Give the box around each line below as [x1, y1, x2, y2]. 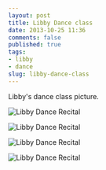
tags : [8, 48, 26, 56]
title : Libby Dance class [8, 19, 93, 27]
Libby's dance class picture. [8, 91, 100, 101]
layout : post [8, 11, 51, 20]
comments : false [8, 33, 61, 42]
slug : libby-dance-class [8, 70, 90, 78]
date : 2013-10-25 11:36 [8, 26, 86, 34]
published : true [8, 41, 61, 49]
